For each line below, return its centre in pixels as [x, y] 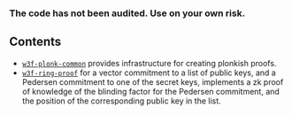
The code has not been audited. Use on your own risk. [127, 13]
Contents [35, 42]
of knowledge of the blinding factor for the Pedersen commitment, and [151, 91]
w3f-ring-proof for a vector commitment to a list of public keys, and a [149, 73]
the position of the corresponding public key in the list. [121, 101]
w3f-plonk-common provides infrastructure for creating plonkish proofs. [149, 63]
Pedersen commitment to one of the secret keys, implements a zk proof [153, 81]
